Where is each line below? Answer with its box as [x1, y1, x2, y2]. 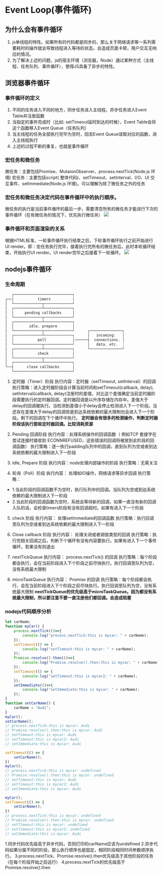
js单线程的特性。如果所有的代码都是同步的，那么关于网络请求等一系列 [12, 39, 152, 45]
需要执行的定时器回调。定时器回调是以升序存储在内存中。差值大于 [16, 397, 148, 402]
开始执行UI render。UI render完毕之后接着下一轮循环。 [13, 249, 124, 255]
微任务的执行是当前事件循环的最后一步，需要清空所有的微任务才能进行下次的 [5, 206, 158, 212]
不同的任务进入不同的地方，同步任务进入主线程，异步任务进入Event [12, 106, 147, 112]
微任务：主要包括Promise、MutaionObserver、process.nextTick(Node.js [5, 168, 150, 174]
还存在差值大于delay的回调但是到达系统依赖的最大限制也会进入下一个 [12, 409, 151, 415]
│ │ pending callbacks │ [5, 310, 75, 315]
